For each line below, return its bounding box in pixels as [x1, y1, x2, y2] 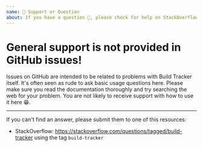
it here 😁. [6, 99, 31, 106]
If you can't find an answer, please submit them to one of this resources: [6, 116, 187, 124]
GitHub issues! [6, 53, 82, 67]
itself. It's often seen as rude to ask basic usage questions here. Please [6, 80, 183, 87]
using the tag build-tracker [34, 134, 104, 142]
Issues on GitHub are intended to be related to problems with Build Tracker [6, 73, 192, 80]
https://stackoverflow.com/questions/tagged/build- [55, 128, 182, 135]
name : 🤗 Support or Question [6, 8, 80, 15]
